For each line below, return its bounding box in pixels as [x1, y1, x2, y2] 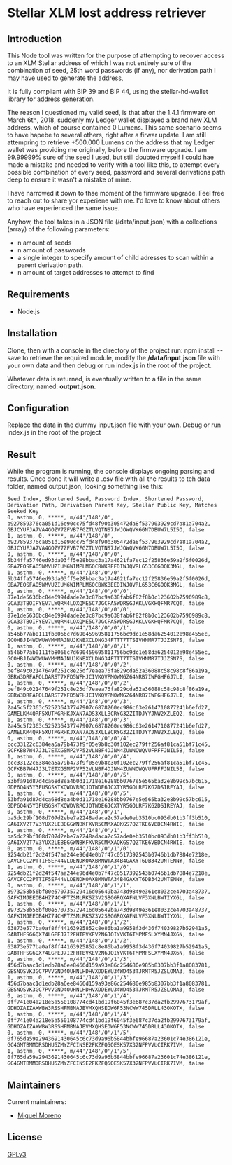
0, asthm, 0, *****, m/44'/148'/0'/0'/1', [7, 625, 133, 632]
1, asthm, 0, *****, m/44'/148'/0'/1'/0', [7, 864, 133, 871]
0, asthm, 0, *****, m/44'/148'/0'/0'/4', [7, 735, 133, 742]
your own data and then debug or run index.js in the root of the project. [7, 361, 212, 369]
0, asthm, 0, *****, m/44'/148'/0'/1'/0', [7, 845, 133, 852]
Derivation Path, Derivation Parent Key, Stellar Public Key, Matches [7, 502, 217, 509]
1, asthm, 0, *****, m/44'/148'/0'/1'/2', [7, 937, 133, 944]
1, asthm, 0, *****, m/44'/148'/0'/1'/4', [7, 1011, 133, 1018]
